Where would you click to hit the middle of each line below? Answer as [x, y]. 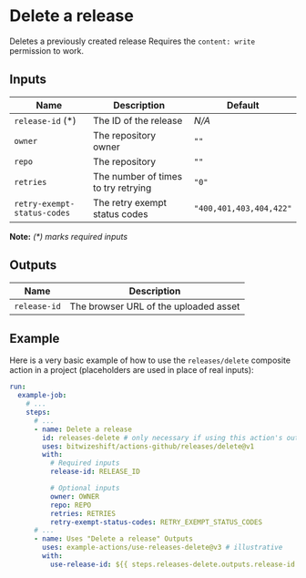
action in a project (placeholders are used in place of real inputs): [132, 370]
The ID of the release [138, 120]
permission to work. [47, 50]
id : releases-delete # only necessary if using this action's [163, 438]
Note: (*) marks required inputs [69, 236]
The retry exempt [129, 202]
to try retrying [122, 188]
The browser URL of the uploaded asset [155, 306]
